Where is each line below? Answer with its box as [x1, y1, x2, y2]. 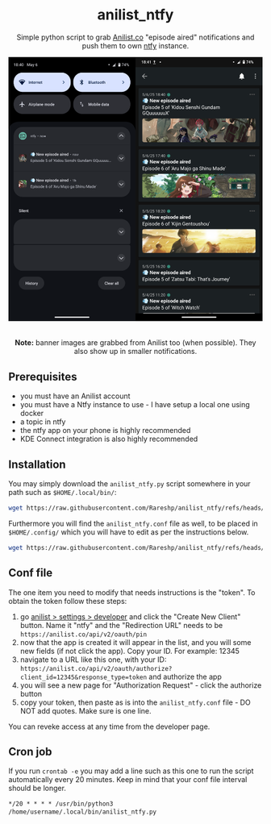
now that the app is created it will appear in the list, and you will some [19, 637, 252, 647]
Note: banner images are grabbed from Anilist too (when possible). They [15, 338, 256, 347]
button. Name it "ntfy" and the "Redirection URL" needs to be [19, 620, 223, 630]
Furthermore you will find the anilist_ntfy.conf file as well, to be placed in [8, 518, 258, 528]
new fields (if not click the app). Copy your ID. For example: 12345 [19, 646, 240, 655]
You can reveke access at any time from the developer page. [8, 722, 211, 731]
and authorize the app [148, 672, 222, 681]
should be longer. [8, 784, 67, 793]
